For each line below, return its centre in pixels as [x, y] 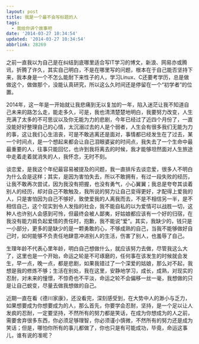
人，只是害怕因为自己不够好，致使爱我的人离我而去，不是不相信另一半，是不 [99, 199]
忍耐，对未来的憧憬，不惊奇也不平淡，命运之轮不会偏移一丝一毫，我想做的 [97, 278]
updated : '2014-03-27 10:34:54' [46, 39]
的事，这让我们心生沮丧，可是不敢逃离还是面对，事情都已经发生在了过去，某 [99, 134]
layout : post [22, 12]
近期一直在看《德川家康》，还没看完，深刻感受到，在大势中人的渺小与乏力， [98, 298]
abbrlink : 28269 [26, 45]
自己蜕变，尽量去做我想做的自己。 [58, 285]
